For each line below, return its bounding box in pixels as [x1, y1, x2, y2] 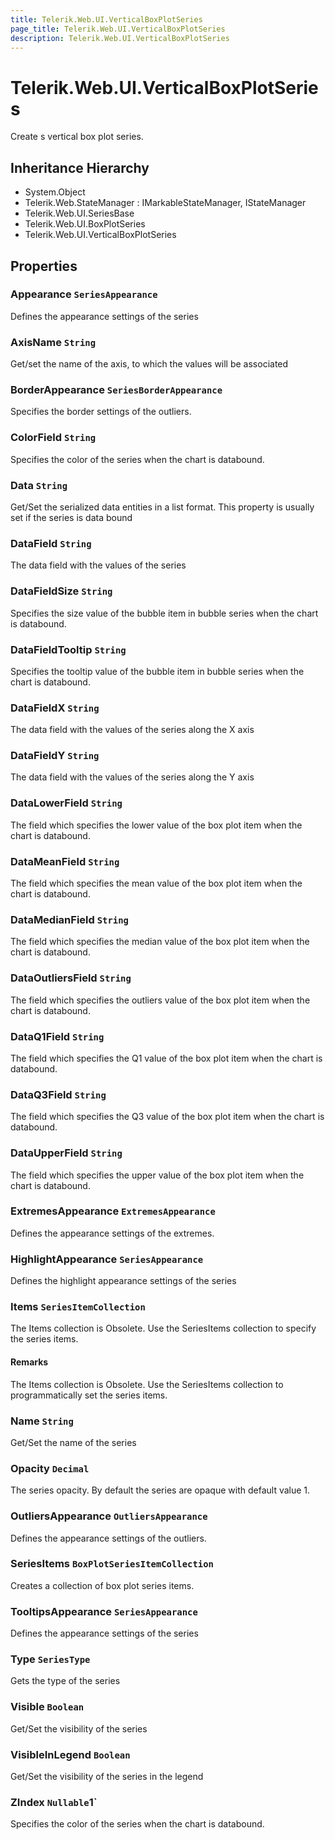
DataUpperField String [10, 1146, 123, 1160]
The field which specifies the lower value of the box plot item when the [10, 819, 303, 831]
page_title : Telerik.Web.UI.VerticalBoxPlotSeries [10, 24, 226, 34]
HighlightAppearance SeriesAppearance [10, 1252, 204, 1266]
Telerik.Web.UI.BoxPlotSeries [24, 218, 146, 230]
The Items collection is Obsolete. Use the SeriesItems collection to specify [10, 1322, 317, 1335]
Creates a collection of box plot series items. [10, 1579, 195, 1591]
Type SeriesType [10, 1652, 91, 1666]
